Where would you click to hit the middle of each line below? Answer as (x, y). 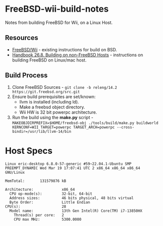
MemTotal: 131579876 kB (36, 181)
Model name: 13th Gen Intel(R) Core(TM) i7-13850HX (76, 211)
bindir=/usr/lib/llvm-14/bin (42, 131)
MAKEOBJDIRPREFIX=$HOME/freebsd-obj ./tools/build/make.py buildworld (85, 123)
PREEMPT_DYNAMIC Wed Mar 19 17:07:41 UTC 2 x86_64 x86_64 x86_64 (72, 168)
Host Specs (29, 151)
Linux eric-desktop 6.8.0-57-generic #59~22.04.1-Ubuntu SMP (68, 164)
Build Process (26, 75)
